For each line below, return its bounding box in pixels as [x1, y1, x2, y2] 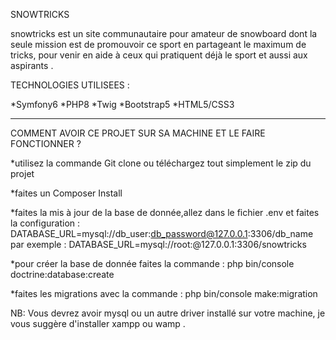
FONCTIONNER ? [10, 138, 82, 149]
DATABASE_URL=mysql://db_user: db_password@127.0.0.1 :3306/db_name [10, 228, 314, 239]
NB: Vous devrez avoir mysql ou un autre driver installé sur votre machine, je [10, 307, 326, 319]
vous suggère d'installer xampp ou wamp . [10, 318, 186, 329]
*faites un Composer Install [10, 187, 123, 199]
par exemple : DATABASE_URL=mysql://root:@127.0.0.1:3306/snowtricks [10, 239, 307, 250]
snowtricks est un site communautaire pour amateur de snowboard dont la [10, 28, 318, 39]
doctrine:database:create [10, 269, 115, 280]
